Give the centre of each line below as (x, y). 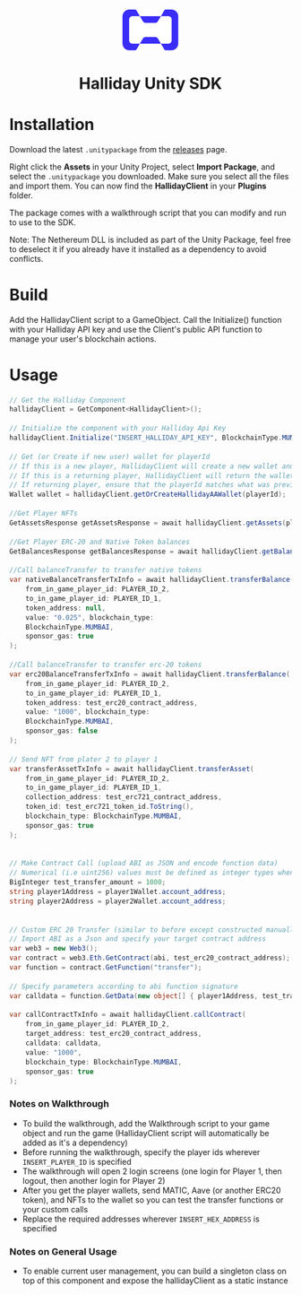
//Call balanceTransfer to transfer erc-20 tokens (106, 665)
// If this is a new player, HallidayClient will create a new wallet (144, 466)
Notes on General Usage (64, 1251)
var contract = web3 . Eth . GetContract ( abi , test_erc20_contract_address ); (150, 958)
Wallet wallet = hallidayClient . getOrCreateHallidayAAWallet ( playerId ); (148, 495)
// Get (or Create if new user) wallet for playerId (110, 456)
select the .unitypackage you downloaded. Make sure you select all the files (149, 176)
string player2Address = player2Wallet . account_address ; (118, 901)
